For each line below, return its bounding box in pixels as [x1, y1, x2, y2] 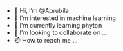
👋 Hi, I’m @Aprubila [13, 7, 69, 14]
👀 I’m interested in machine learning [13, 14, 116, 22]
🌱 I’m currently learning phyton [13, 21, 102, 29]
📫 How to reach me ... [13, 37, 78, 44]
